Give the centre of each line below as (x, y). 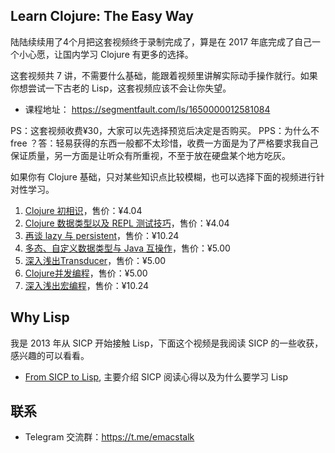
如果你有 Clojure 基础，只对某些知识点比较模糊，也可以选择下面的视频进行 (163, 176)
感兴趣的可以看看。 (50, 355)
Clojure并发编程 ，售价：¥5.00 (86, 273)
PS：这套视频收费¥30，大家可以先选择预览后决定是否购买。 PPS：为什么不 (165, 130)
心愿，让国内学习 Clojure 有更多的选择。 (110, 54)
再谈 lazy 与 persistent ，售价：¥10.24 (102, 235)
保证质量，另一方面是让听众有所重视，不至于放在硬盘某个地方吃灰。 (150, 155)
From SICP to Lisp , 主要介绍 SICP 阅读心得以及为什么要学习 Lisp (156, 376)
